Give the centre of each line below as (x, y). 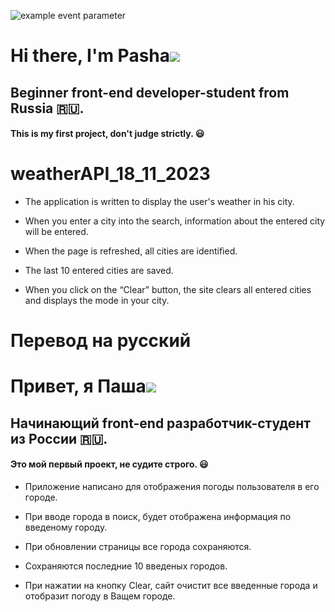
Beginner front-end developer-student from (150, 92)
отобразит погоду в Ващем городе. (100, 596)
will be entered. (56, 232)
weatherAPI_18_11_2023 (110, 174)
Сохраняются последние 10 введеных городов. (126, 566)
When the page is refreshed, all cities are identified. (131, 251)
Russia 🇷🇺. (47, 108)
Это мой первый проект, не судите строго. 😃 (109, 464)
